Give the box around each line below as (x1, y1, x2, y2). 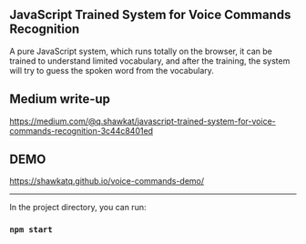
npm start (9, 225, 53, 235)
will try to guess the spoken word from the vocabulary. (9, 65, 214, 76)
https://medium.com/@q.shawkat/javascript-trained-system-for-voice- (9, 116, 276, 127)
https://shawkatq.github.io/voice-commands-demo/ (9, 176, 205, 187)
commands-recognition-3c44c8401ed (9, 125, 153, 136)
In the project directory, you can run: (9, 202, 147, 213)
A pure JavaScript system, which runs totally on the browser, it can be (9, 46, 273, 56)
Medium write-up (9, 91, 111, 107)
